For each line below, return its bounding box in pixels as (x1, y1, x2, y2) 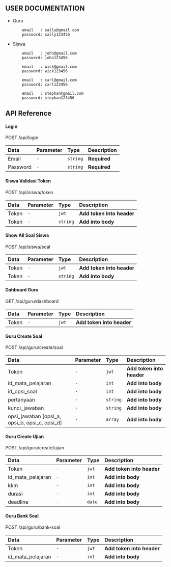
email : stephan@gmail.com (22, 91, 84, 96)
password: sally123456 (22, 32, 70, 37)
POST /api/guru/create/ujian (5, 445, 65, 451)
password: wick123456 (22, 68, 68, 73)
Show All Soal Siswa (5, 232, 49, 238)
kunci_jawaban (8, 404, 44, 412)
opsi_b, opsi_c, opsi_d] (8, 419, 62, 426)
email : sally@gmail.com (22, 28, 79, 33)
